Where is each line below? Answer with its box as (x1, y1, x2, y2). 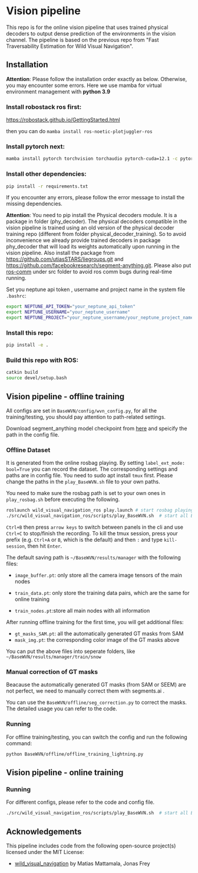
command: (6, 739, 32, 746)
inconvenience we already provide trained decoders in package (6, 237, 161, 244)
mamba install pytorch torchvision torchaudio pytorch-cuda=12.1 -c (6, 156, 178, 162)
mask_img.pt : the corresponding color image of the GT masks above (14, 636, 180, 644)
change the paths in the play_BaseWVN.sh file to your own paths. (6, 478, 160, 486)
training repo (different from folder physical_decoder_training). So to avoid (6, 231, 187, 238)
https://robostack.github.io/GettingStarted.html (6, 117, 120, 124)
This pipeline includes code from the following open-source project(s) (6, 842, 176, 849)
